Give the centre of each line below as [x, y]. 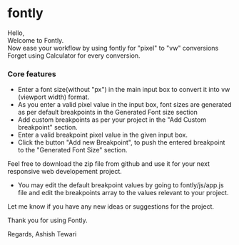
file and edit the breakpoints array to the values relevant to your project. [123, 193]
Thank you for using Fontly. [47, 220]
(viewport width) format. [54, 97]
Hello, [16, 33]
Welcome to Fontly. [36, 40]
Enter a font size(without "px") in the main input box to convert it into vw [124, 90]
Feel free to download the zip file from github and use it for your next [109, 164]
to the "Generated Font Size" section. [72, 150]
